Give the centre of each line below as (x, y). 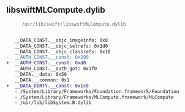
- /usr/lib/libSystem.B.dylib (53, 103)
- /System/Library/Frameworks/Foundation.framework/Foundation (97, 91)
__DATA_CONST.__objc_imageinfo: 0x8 (61, 40)
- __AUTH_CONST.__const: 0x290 (47, 58)
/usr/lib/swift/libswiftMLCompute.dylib (74, 24)
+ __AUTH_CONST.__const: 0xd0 (46, 63)
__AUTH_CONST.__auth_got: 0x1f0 (56, 69)
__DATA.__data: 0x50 (41, 75)
